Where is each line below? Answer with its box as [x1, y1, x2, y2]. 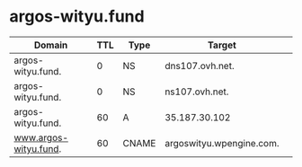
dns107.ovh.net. [164, 59, 235, 72]
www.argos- [13, 131, 69, 144]
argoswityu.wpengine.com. [164, 136, 280, 149]
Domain [33, 39, 68, 51]
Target [208, 39, 236, 51]
